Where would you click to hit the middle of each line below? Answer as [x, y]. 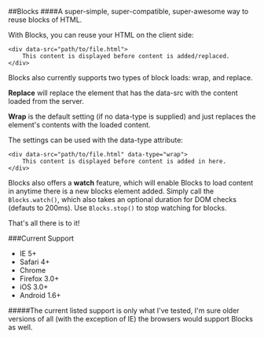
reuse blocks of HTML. [45, 20]
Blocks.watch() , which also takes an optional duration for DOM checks [123, 199]
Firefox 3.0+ [39, 279]
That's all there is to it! [44, 223]
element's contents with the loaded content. [79, 125]
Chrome [33, 270]
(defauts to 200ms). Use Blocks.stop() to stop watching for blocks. [117, 208]
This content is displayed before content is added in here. [124, 161]
